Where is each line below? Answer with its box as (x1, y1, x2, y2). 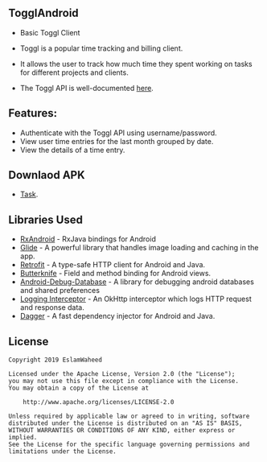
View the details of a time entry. (19, 145, 125, 155)
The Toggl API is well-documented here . (19, 83, 154, 93)
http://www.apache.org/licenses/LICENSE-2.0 (23, 398, 175, 406)
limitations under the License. (8, 448, 117, 456)
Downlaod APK (8, 168, 86, 182)
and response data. (19, 303, 84, 312)
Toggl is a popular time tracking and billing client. (19, 43, 183, 53)
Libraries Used (8, 212, 83, 226)
